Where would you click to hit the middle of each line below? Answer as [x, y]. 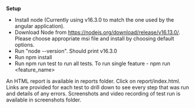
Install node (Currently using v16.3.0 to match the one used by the [94, 20]
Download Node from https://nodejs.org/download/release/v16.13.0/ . [97, 32]
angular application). [39, 26]
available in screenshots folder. [44, 100]
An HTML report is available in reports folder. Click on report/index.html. [93, 81]
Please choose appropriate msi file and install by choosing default [94, 38]
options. [24, 45]
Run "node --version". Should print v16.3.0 [66, 51]
